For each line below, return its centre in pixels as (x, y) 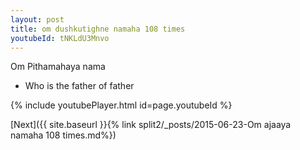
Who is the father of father (79, 86)
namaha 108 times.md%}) (63, 135)
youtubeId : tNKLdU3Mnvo (60, 38)
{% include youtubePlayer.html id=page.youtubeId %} (121, 105)
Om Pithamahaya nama (58, 67)
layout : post (37, 19)
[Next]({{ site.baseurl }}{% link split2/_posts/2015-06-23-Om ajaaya (151, 125)
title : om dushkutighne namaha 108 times (98, 29)
